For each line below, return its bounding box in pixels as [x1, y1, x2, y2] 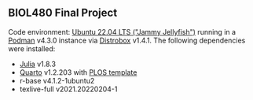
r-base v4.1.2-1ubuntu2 [19, 76, 95, 85]
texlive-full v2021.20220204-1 [19, 84, 118, 94]
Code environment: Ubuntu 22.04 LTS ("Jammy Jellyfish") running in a [8, 27, 236, 36]
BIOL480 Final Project [8, 6, 118, 20]
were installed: [8, 43, 56, 54]
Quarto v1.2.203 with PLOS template [19, 67, 137, 77]
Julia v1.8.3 [19, 59, 57, 69]
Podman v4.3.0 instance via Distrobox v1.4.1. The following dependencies [8, 35, 246, 45]
